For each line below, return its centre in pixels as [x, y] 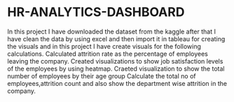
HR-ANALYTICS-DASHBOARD [96, 12]
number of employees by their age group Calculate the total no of [102, 76]
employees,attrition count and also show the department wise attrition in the [117, 83]
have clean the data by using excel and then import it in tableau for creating [116, 38]
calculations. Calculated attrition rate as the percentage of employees [108, 54]
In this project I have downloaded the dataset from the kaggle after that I [111, 31]
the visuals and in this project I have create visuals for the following [104, 46]
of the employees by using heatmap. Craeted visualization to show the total [116, 68]
